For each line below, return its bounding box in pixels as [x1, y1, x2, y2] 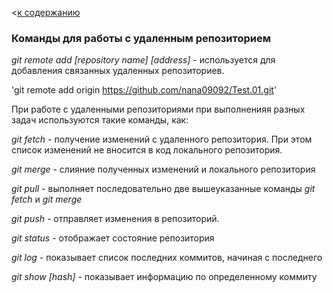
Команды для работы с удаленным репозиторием [11, 31, 271, 45]
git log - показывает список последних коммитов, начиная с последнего [11, 252, 323, 264]
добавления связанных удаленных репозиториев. [11, 65, 225, 77]
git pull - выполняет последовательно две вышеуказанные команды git [11, 183, 316, 195]
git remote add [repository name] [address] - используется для [11, 54, 276, 66]
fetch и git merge [11, 193, 83, 206]
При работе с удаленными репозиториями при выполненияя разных [11, 103, 306, 116]
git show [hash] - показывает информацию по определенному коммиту [11, 271, 318, 283]
